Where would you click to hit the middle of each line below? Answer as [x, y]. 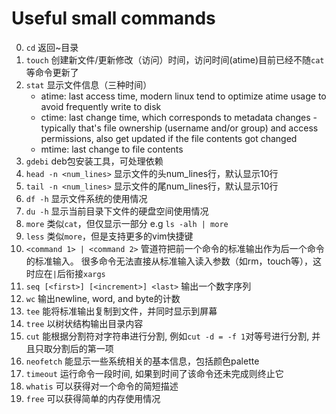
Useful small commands [113, 18]
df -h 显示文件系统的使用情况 [86, 198]
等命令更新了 [52, 72]
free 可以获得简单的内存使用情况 [93, 398]
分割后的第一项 [83, 348]
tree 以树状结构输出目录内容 [84, 323]
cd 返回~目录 [52, 47]
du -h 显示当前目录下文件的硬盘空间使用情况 [117, 211]
